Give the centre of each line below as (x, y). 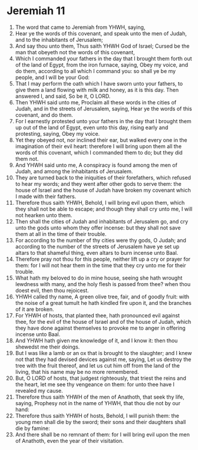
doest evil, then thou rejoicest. (52, 290)
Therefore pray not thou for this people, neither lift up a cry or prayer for (103, 259)
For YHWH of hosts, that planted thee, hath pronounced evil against (98, 315)
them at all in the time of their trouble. (61, 234)
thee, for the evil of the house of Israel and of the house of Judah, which (103, 321)
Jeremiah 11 (36, 11)
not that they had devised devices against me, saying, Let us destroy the (103, 359)
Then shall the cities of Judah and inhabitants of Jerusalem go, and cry (102, 221)
